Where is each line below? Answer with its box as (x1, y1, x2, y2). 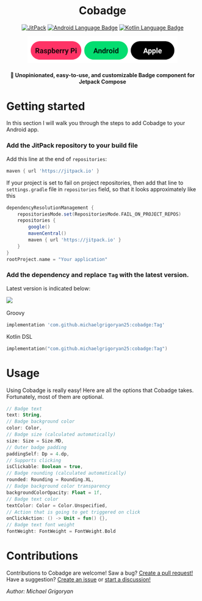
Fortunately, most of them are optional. (6, 393, 104, 400)
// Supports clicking (6, 457, 62, 463)
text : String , (6, 412, 43, 418)
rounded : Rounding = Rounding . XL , (6, 477, 95, 483)
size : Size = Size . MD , (6, 437, 64, 444)
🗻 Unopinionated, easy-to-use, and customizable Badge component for (10, 71, 195, 78)
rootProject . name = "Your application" (6, 256, 108, 262)
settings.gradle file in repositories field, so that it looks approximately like (6, 185, 197, 193)
